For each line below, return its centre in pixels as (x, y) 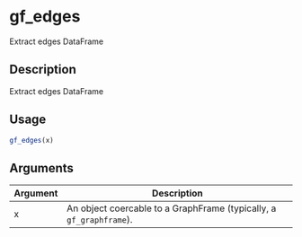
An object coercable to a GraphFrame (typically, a (172, 208)
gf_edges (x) (31, 140)
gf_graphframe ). (100, 220)
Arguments (42, 168)
